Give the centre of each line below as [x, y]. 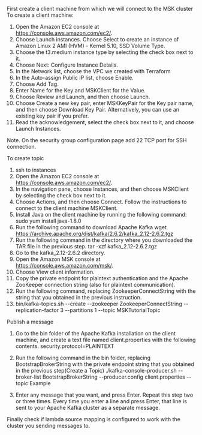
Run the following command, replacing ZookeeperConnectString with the [105, 291]
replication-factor [37, 310]
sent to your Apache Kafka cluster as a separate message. [88, 408]
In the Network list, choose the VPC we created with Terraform [93, 71]
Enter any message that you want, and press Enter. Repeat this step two [104, 395]
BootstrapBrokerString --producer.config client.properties [114, 377]
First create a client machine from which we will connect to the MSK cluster [100, 9]
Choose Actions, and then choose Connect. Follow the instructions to [101, 202]
